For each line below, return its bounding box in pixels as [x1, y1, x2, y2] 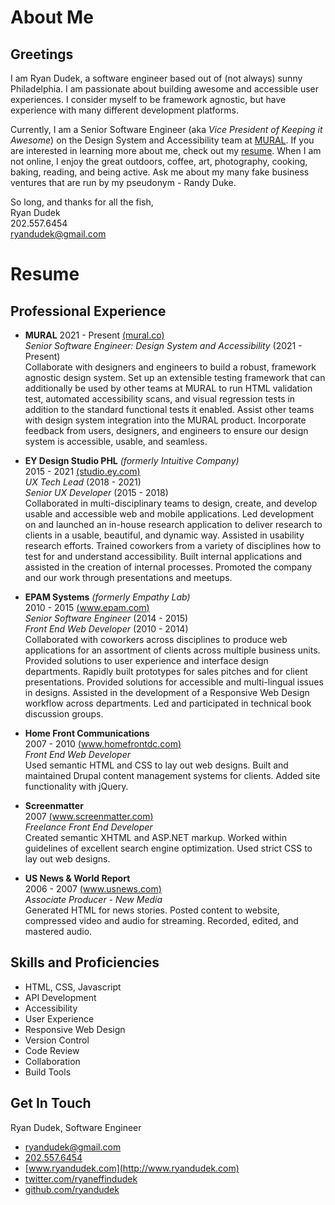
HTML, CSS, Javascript [24, 981, 122, 993]
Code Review [24, 1044, 80, 1056]
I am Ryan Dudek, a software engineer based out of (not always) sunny [10, 72, 303, 84]
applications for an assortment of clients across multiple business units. [24, 644, 321, 656]
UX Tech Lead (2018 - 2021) [24, 476, 142, 488]
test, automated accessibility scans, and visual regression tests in [24, 393, 296, 405]
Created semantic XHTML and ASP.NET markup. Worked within [24, 832, 287, 843]
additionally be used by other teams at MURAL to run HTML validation [24, 382, 313, 394]
